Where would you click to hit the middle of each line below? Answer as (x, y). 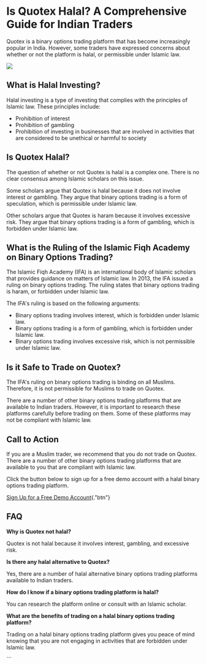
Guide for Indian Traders (70, 24)
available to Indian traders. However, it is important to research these (93, 407)
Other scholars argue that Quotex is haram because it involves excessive (98, 215)
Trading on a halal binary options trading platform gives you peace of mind (101, 634)
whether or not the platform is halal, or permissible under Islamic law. (93, 54)
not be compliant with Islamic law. (49, 420)
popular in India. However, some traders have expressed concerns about (98, 48)
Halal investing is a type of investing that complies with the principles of (97, 100)
